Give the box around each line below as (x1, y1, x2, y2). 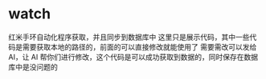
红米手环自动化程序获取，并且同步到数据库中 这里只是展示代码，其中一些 (8, 32, 250, 41)
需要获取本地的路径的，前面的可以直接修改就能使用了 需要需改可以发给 (22, 41, 257, 52)
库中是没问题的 (8, 61, 58, 72)
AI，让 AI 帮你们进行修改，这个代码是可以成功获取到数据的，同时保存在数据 (8, 52, 259, 61)
